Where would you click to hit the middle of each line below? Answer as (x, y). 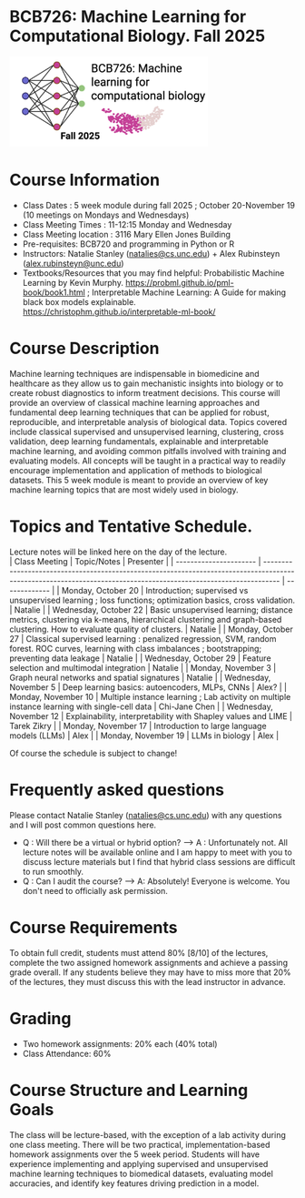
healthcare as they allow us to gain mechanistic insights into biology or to (147, 383)
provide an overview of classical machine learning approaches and (135, 403)
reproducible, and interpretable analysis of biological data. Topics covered (148, 422)
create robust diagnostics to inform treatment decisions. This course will (145, 393)
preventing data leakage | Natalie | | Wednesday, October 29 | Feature (140, 658)
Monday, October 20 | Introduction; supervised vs (155, 590)
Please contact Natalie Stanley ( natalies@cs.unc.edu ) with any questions (146, 815)
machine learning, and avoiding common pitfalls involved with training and (148, 452)
